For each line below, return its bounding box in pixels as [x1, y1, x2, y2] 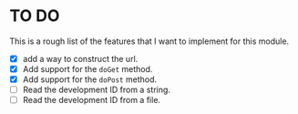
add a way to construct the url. [22, 53, 139, 64]
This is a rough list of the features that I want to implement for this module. [9, 36, 290, 47]
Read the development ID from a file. [22, 95, 161, 106]
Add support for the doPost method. [22, 74, 158, 85]
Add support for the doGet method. [22, 64, 153, 74]
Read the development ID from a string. [22, 84, 171, 96]
